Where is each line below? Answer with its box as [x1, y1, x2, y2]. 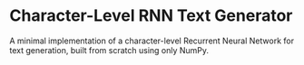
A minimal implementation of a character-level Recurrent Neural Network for [9, 35, 295, 46]
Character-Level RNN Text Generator [9, 5, 293, 26]
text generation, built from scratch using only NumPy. [9, 44, 210, 55]
